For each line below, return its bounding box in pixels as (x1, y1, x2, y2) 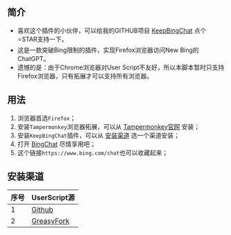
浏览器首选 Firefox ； (17, 114, 76, 122)
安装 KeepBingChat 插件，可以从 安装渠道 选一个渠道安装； (17, 131, 180, 139)
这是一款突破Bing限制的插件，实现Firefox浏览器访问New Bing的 (17, 46, 199, 54)
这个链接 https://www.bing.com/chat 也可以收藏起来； (17, 148, 169, 157)
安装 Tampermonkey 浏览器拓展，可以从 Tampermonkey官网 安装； (17, 122, 200, 130)
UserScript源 (31, 193, 75, 202)
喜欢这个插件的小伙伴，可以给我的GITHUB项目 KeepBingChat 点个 (17, 26, 207, 35)
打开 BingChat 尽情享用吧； (17, 139, 96, 148)
